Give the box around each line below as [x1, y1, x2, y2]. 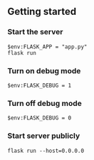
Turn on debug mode [7, 65, 81, 75]
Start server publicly [7, 131, 80, 141]
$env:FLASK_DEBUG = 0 [7, 114, 72, 122]
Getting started [7, 6, 77, 18]
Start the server [7, 27, 63, 37]
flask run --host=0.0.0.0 [7, 147, 84, 154]
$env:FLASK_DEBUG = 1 [7, 82, 72, 89]
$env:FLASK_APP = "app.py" [7, 43, 88, 50]
